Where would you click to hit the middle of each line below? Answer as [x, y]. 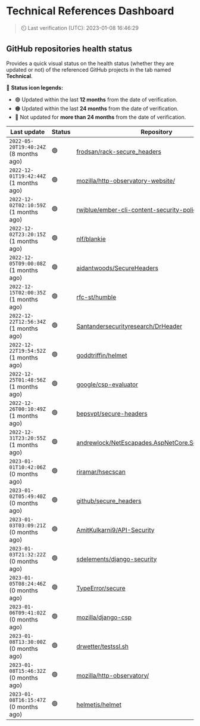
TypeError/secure [101, 588]
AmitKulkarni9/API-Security [115, 530]
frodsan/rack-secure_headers [119, 152]
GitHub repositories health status [69, 49]
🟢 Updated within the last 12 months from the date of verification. [96, 99]
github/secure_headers [109, 501]
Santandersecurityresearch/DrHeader [129, 326]
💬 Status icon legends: [35, 87]
